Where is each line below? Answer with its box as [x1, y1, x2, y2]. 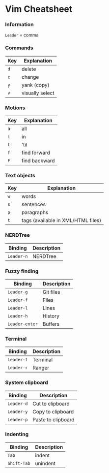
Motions [5, 104, 26, 111]
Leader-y [7, 409, 28, 414]
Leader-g [7, 289, 28, 295]
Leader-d [7, 401, 28, 407]
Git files [42, 288, 60, 295]
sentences [21, 201, 46, 208]
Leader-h [7, 313, 28, 318]
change [21, 73, 39, 80]
